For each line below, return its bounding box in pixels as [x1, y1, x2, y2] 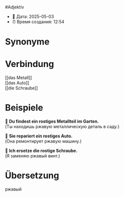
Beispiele [5, 102, 43, 113]
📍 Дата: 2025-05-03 [12, 14, 54, 19]
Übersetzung [5, 170, 59, 181]
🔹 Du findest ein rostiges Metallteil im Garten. [5, 118, 99, 124]
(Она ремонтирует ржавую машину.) [5, 138, 82, 144]
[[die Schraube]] [5, 85, 38, 91]
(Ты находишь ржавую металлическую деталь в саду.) [5, 124, 120, 130]
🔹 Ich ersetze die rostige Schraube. [5, 148, 78, 153]
